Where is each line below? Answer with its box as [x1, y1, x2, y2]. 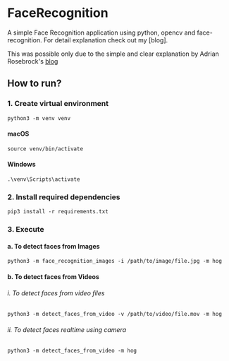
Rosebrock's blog [7, 57, 58, 65]
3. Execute [7, 225, 44, 235]
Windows [7, 160, 36, 169]
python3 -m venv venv [7, 114, 71, 122]
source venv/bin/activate [7, 145, 83, 153]
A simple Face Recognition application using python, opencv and [7, 28, 196, 37]
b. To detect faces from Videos [7, 273, 100, 281]
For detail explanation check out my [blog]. [43, 35, 168, 44]
